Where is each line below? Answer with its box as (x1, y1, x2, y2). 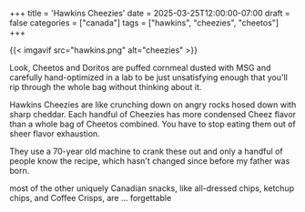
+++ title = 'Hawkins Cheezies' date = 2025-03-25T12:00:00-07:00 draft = (9, 8, 291, 18)
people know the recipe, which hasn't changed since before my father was (9, 156, 290, 167)
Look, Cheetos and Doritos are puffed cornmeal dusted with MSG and (9, 63, 271, 73)
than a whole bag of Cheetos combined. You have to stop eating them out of (9, 118, 296, 129)
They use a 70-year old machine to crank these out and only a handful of (9, 146, 284, 156)
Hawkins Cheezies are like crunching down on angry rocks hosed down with (9, 99, 297, 110)
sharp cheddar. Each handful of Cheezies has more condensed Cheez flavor (9, 109, 297, 119)
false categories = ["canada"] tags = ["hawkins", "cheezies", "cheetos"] (9, 17, 280, 28)
